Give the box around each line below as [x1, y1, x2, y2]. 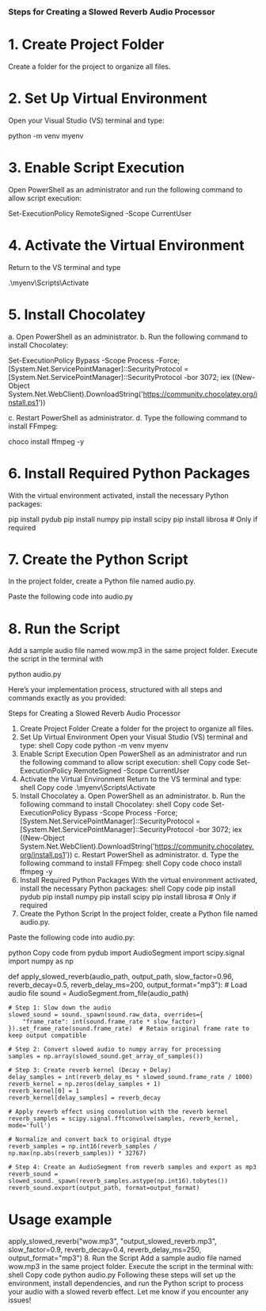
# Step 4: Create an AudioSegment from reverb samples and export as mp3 [8, 1163, 257, 1172]
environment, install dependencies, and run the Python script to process [8, 1279, 244, 1288]
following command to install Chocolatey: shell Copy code [19, 800, 210, 809]
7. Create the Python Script [8, 550, 188, 568]
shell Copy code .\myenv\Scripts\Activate [19, 783, 156, 792]
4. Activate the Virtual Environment [8, 236, 245, 254]
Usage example [8, 1210, 112, 1229]
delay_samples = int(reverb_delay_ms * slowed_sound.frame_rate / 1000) [8, 1073, 253, 1081]
